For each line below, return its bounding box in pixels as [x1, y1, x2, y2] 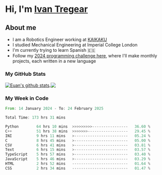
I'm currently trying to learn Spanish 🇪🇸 [12, 47, 96, 53]
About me [5, 23, 36, 32]
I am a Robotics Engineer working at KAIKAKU [12, 36, 107, 42]
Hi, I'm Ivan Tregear [5, 3, 88, 15]
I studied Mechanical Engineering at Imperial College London [12, 42, 138, 48]
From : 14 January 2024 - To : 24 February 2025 [5, 106, 104, 111]
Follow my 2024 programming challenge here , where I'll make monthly [12, 53, 158, 58]
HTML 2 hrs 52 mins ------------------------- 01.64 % [5, 161, 151, 167]
